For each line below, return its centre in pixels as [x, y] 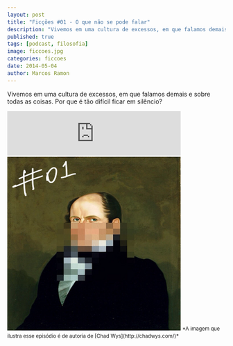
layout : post [26, 15]
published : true [31, 37]
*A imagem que [201, 329]
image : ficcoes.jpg [35, 51]
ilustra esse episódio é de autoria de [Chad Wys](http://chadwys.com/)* [93, 336]
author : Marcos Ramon [38, 73]
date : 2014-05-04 [32, 66]
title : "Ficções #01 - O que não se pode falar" [79, 22]
